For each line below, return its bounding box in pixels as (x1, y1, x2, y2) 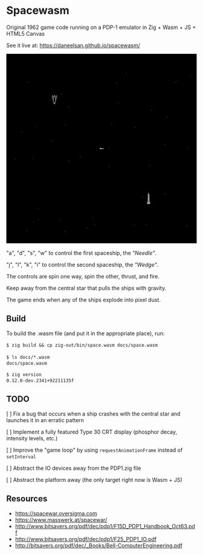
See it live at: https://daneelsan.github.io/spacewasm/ (6, 42, 140, 49)
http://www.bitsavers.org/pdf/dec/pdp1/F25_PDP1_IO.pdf (14, 535, 157, 542)
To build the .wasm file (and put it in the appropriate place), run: (6, 330, 165, 337)
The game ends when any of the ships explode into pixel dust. (6, 297, 161, 304)
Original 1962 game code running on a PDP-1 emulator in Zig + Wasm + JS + (6, 24, 196, 31)
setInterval (6, 454, 36, 460)
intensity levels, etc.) (6, 434, 58, 441)
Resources (6, 493, 48, 504)
